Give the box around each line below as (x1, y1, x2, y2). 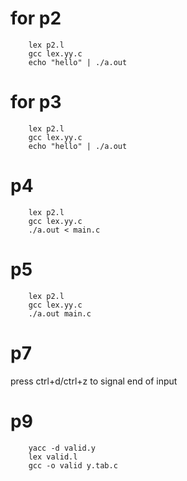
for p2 (10, 7, 62, 30)
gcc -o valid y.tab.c (28, 460, 118, 471)
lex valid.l (28, 452, 78, 462)
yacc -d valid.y (28, 443, 97, 453)
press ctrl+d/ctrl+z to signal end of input (10, 375, 178, 387)
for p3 (10, 91, 62, 114)
